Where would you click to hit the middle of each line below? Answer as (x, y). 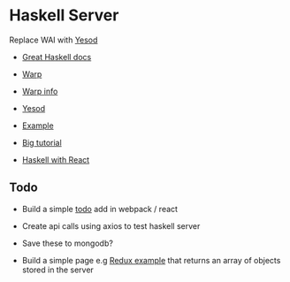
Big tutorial (42, 142)
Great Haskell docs (57, 57)
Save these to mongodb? (67, 243)
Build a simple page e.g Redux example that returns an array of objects (151, 260)
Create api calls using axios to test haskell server (111, 225)
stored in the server (58, 270)
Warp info (40, 91)
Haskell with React (56, 159)
